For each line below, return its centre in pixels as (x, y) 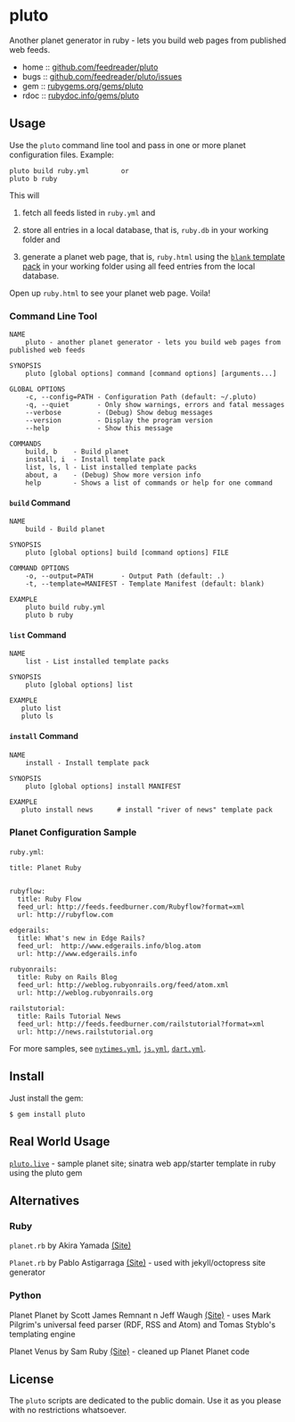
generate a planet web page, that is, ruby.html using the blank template (153, 256)
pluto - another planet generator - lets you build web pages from (153, 343)
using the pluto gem (46, 1173)
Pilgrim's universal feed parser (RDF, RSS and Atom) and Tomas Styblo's (143, 1324)
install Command (44, 736)
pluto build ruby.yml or (69, 170)
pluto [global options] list (79, 685)
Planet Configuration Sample (73, 832)
